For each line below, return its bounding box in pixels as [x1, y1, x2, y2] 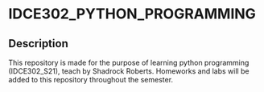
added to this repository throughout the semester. [8, 75, 174, 84]
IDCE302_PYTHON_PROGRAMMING [8, 5, 256, 23]
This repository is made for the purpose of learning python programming [8, 58, 250, 67]
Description [8, 37, 68, 50]
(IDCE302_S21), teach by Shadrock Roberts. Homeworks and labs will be [8, 66, 250, 76]
